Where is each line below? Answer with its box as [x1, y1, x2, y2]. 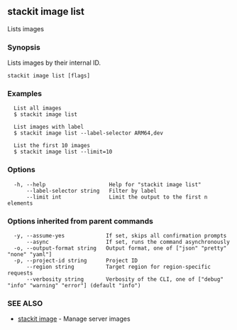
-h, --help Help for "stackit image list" [13, 181, 202, 188]
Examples [7, 89, 43, 99]
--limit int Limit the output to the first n [26, 193, 208, 201]
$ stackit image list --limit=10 [13, 149, 113, 156]
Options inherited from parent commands [7, 216, 154, 226]
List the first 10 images [13, 142, 91, 149]
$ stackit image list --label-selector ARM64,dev [13, 129, 163, 137]
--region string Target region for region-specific [26, 263, 211, 270]
